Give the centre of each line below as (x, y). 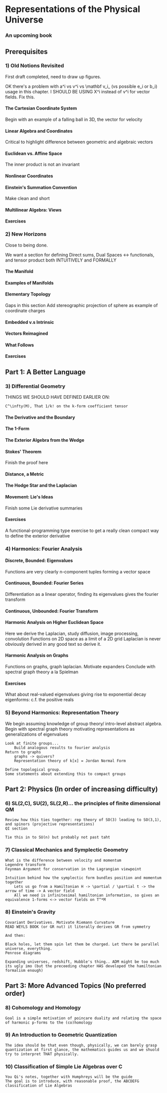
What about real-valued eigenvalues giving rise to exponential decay (76, 694)
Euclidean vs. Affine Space (34, 153)
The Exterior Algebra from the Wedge (45, 440)
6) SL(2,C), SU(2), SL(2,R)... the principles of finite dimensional (83, 803)
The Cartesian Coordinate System (41, 108)
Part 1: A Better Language (45, 372)
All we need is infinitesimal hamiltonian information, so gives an (87, 895)
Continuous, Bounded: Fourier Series (44, 583)
